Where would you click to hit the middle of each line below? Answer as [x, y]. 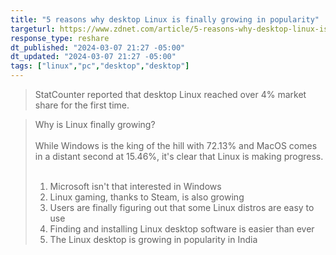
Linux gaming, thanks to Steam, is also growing [147, 197]
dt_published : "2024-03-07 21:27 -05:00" [98, 47]
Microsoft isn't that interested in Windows [135, 186]
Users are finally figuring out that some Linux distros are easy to [182, 207]
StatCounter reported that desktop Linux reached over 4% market [170, 94]
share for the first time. [82, 105]
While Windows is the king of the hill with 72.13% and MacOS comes [176, 145]
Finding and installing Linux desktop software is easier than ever [182, 229]
